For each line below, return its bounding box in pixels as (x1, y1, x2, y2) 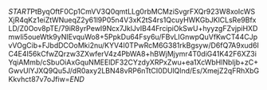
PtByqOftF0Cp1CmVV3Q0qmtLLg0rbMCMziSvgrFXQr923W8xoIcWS (30, 7, 256, 16)
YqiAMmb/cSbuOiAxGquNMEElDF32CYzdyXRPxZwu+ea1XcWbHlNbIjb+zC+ (8, 57, 259, 67)
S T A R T (8, 7, 31, 16)
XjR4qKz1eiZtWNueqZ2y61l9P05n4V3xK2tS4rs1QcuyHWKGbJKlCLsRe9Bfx (8, 15, 257, 25)
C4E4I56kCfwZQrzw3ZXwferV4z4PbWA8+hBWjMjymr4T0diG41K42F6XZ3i (8, 49, 257, 58)
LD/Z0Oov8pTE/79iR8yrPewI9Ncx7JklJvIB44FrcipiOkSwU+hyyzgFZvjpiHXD (8, 24, 258, 33)
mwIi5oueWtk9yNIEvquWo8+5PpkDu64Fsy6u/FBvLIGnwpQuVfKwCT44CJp (8, 32, 258, 41)
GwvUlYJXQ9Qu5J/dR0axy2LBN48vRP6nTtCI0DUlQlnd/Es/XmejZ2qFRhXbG (8, 66, 260, 75)
